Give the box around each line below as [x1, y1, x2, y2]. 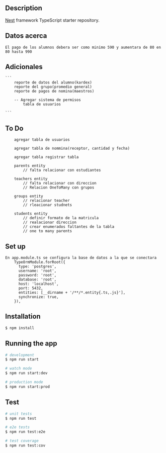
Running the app [5, 339, 57, 348]
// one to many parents [23, 229, 72, 234]
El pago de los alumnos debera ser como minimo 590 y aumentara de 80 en [5, 45, 162, 50]
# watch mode [5, 366, 32, 371]
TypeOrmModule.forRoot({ [14, 260, 66, 265]
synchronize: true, [18, 294, 59, 300]
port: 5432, [18, 286, 43, 291]
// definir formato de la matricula [23, 216, 99, 221]
